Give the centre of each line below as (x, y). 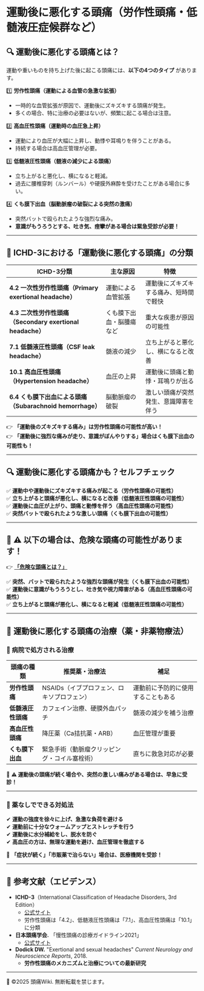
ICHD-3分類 (55, 272)
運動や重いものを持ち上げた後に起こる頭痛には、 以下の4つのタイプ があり (99, 70)
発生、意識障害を (169, 401)
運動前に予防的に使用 (163, 688)
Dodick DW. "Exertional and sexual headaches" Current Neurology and (104, 950)
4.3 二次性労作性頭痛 (39, 313)
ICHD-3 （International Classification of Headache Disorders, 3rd (96, 897)
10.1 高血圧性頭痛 (35, 372)
